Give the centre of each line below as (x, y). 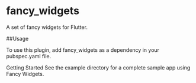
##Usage (17, 38)
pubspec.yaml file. (29, 56)
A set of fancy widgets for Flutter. (47, 27)
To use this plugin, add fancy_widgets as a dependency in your (83, 50)
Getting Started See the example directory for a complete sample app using (98, 67)
